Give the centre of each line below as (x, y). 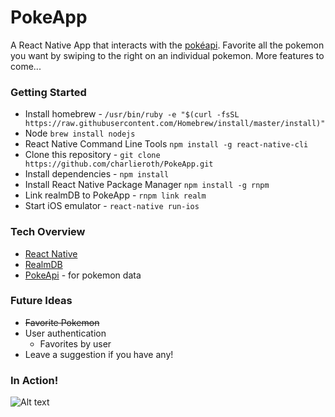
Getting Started (48, 92)
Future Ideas (41, 301)
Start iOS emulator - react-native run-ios (112, 206)
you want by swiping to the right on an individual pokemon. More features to (167, 55)
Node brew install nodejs (80, 133)
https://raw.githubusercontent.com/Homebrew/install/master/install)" (175, 124)
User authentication (65, 333)
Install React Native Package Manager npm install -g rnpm (147, 185)
